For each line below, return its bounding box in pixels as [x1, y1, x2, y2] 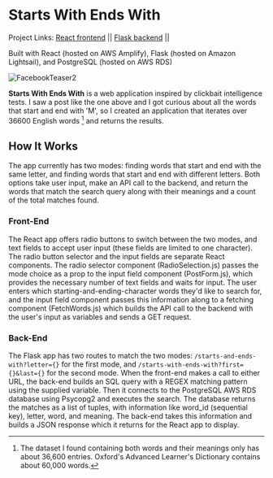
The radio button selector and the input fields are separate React [8, 251, 225, 261]
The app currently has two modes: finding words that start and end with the [8, 161, 262, 171]
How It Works [8, 139, 79, 153]
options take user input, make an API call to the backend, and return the [8, 178, 249, 188]
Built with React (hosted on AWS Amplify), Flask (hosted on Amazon [8, 48, 236, 58]
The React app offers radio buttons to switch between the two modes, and [8, 234, 258, 244]
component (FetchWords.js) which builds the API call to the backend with [8, 303, 253, 313]
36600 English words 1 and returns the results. [8, 114, 164, 125]
